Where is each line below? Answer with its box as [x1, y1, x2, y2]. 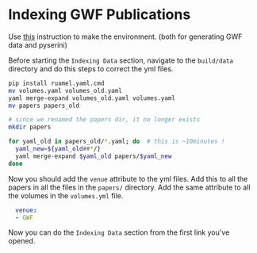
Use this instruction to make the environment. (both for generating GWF [8, 32, 243, 41]
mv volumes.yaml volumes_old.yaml [8, 86, 123, 94]
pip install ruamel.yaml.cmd [8, 79, 105, 87]
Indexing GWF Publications [8, 6, 191, 24]
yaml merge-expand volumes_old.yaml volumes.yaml [8, 94, 176, 102]
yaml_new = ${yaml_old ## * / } [15, 145, 102, 153]
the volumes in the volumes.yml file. [8, 190, 124, 200]
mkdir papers [8, 123, 52, 132]
